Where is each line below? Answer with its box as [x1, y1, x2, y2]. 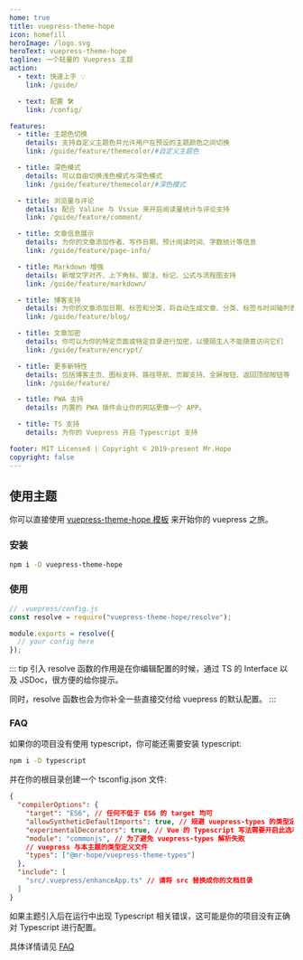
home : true [9, 13, 50, 23]
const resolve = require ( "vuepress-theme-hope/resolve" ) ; [9, 612, 232, 622]
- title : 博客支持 [17, 296, 81, 305]
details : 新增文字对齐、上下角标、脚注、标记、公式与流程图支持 [25, 270, 237, 280]
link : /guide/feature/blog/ [25, 313, 131, 322]
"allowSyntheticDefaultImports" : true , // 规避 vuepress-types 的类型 [25, 817, 290, 826]
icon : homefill [9, 30, 67, 39]
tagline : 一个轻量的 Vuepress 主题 [9, 55, 133, 64]
